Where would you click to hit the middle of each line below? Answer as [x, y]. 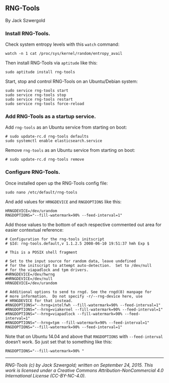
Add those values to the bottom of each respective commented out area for [83, 224]
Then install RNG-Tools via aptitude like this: [52, 63]
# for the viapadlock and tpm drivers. [47, 270]
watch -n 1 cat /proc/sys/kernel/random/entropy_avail [64, 54]
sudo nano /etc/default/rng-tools [41, 192]
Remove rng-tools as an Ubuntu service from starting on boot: [70, 150]
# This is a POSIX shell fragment [41, 252]
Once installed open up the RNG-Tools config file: [57, 183]
